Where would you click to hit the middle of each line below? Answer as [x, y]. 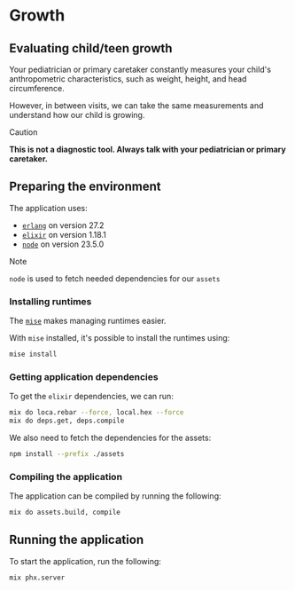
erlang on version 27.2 [63, 225]
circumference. [37, 88]
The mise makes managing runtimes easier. [88, 321]
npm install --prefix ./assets [67, 454]
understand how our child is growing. [77, 115]
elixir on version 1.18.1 [64, 234]
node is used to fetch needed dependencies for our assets [115, 278]
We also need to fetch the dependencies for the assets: [110, 438]
